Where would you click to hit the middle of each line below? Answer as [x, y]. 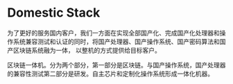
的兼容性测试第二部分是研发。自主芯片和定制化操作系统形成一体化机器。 [110, 74]
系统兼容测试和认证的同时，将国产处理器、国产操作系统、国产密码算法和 [116, 41]
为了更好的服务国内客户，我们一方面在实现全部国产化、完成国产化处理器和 [113, 33]
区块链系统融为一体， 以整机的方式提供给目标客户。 [87, 50]
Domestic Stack [54, 13]
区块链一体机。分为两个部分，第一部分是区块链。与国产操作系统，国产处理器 [116, 65]
